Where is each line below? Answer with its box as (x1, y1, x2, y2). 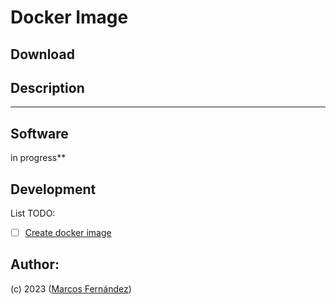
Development (10, 181, 97, 198)
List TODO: (10, 207, 56, 220)
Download (10, 46, 75, 63)
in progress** (10, 152, 67, 164)
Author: (10, 256, 60, 273)
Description (10, 79, 85, 96)
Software (10, 125, 69, 142)
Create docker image (24, 227, 112, 239)
